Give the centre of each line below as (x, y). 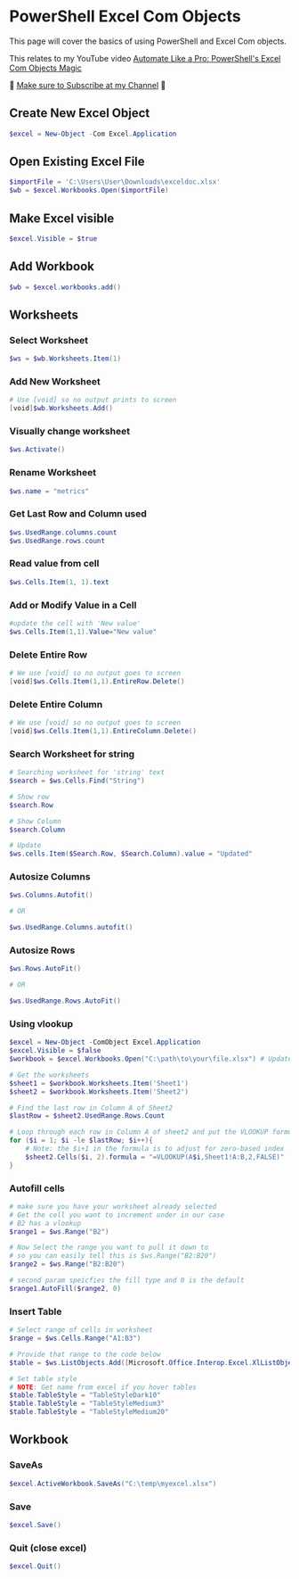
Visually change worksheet (70, 432)
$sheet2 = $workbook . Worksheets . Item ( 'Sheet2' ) (99, 1091)
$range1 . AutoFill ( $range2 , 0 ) (65, 1288)
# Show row (29, 797)
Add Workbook (52, 266)
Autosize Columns (50, 877)
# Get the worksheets (49, 1075)
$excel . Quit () (36, 1567)
